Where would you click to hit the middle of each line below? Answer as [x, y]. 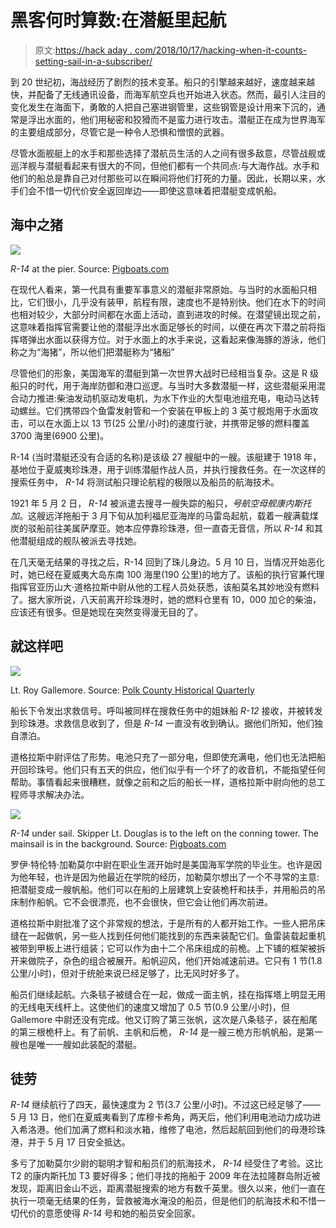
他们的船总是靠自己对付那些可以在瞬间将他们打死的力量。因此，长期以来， [163, 178]
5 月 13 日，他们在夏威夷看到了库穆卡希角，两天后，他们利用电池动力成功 [161, 1117]
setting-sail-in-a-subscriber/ [93, 61]
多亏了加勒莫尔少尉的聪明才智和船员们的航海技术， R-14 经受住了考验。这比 [167, 1163]
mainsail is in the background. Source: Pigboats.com [118, 843]
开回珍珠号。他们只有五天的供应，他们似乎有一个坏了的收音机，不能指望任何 [168, 769]
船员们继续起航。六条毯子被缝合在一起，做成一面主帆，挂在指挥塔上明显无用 [168, 994]
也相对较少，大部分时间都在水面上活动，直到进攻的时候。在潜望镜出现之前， [168, 314]
